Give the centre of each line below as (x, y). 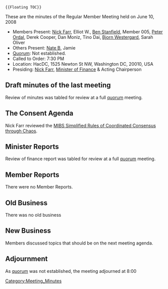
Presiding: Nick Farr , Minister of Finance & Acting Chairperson (77, 69)
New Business (28, 231)
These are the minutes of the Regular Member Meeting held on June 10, (80, 17)
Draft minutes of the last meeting (58, 85)
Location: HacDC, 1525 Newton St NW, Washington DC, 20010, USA (83, 64)
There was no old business (33, 215)
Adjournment (26, 259)
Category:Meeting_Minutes (34, 281)
